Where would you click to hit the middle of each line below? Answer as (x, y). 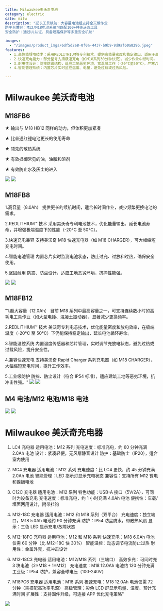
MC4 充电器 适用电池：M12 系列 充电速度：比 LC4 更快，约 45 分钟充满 (83, 469)
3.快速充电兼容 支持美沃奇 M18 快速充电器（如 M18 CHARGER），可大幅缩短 (81, 240)
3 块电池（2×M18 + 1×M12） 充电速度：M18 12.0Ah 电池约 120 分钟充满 (83, 565)
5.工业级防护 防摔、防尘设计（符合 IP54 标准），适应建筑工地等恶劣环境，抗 (80, 376)
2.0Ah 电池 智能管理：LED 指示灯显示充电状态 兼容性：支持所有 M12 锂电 (85, 476)
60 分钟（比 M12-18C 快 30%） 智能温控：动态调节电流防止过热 (86, 543)
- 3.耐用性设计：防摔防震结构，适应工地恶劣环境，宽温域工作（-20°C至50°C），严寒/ (83, 64)
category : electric (25, 14)
